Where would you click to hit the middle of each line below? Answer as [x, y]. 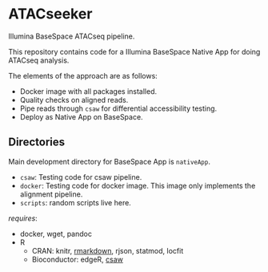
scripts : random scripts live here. [76, 202]
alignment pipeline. [51, 194]
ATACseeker [50, 14]
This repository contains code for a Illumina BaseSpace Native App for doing [134, 51]
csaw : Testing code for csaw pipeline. [81, 177]
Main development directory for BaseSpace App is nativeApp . [109, 161]
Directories [37, 142]
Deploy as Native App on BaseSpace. [81, 116]
